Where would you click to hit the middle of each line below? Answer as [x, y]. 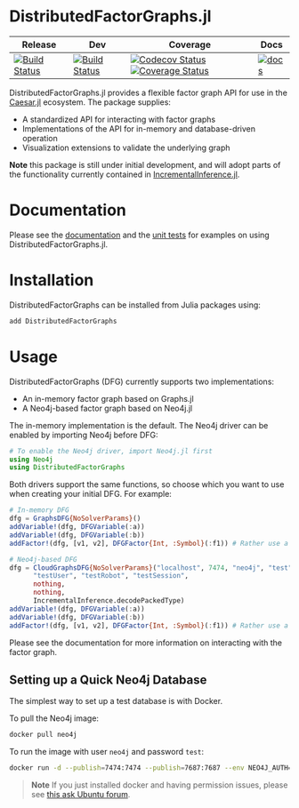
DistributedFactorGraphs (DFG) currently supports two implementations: [141, 381]
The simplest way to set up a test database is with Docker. [116, 701]
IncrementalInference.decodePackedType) [109, 601]
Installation [52, 280]
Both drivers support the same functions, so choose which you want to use [147, 484]
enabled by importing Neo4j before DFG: [84, 435]
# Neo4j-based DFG [43, 559]
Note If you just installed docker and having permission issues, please [159, 785]
